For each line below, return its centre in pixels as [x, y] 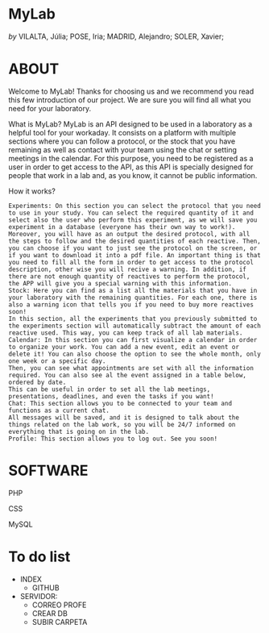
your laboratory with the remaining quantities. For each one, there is [133, 298]
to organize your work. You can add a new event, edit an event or [124, 347]
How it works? [32, 191]
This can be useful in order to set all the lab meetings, [110, 389]
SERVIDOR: [39, 596]
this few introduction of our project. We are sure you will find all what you [130, 100]
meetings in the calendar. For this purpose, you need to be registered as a [131, 158]
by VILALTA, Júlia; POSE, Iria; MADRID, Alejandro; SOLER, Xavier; [116, 36]
